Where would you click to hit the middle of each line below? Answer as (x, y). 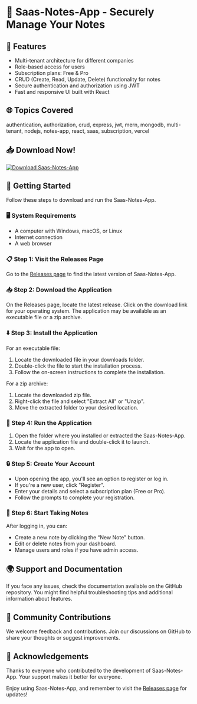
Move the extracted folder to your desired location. (76, 407)
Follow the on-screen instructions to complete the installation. (90, 372)
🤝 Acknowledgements (47, 656)
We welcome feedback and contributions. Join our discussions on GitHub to (98, 631)
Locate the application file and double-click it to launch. (82, 441)
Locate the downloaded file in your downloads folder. (79, 359)
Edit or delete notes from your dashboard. (65, 543)
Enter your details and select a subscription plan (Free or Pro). (90, 492)
